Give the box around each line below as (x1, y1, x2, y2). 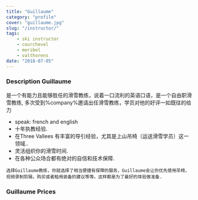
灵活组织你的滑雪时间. (14, 147, 68, 154)
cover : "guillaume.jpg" (6, 19, 65, 25)
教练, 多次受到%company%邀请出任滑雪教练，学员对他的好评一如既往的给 (11, 99, 192, 106)
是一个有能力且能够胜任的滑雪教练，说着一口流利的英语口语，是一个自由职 (6, 91, 187, 99)
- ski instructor (16, 36, 60, 42)
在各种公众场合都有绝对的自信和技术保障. (14, 155, 115, 162)
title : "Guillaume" (6, 8, 54, 15)
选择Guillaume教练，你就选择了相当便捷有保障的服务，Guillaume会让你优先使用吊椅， (6, 168, 190, 173)
